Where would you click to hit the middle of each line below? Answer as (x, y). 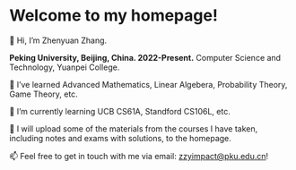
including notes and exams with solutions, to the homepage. (120, 138)
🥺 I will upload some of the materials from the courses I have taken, (134, 128)
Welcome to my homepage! (113, 16)
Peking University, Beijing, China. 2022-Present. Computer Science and (145, 57)
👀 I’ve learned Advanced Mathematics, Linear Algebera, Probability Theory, (148, 84)
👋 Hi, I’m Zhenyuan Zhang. (58, 40)
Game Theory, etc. (44, 94)
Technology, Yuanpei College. (65, 67)
